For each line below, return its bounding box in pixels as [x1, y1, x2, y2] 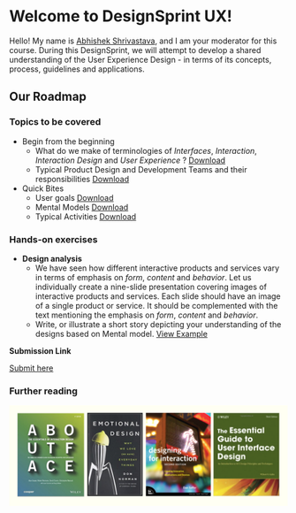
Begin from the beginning [21, 135, 115, 147]
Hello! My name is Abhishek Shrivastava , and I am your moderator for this [9, 35, 277, 46]
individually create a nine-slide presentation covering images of [34, 281, 268, 292]
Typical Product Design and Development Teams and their [34, 164, 247, 174]
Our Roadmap [9, 89, 87, 104]
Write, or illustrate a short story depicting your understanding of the [34, 318, 282, 329]
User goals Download [34, 192, 114, 203]
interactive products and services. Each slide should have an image [34, 290, 281, 302]
